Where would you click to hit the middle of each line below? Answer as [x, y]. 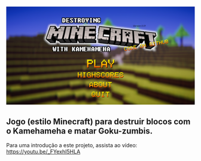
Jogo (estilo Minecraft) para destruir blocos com [98, 121]
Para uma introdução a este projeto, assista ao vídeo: [72, 145]
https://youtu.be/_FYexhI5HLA [43, 152]
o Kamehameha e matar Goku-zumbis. [80, 131]
